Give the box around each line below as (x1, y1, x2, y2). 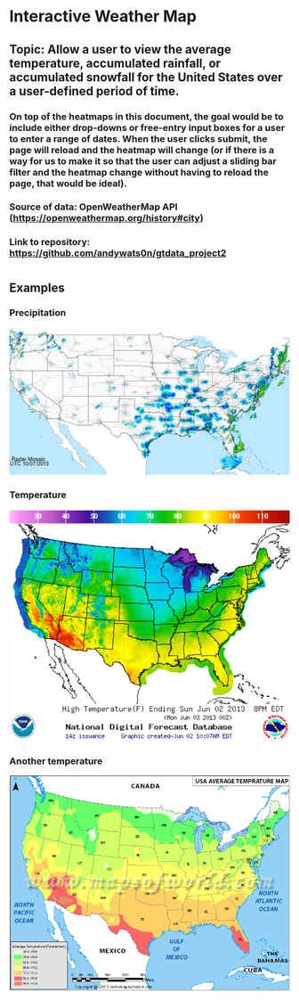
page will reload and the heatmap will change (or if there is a (9, 143, 275, 156)
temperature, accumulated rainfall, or (9, 55, 221, 70)
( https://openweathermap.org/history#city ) (9, 212, 204, 225)
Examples (9, 280, 65, 295)
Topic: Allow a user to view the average (9, 42, 231, 57)
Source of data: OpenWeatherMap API (9, 201, 178, 213)
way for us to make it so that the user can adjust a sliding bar (9, 154, 278, 167)
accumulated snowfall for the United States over (9, 70, 283, 85)
